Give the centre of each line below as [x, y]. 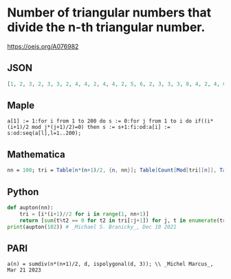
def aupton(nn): [30, 207]
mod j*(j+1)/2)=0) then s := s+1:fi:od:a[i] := [101, 127]
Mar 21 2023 [24, 270]
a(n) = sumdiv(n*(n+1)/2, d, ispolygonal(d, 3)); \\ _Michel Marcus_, [110, 264]
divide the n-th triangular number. [106, 27]
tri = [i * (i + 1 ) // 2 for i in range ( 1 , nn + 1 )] [84, 214]
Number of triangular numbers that [109, 13]
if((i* [204, 121]
